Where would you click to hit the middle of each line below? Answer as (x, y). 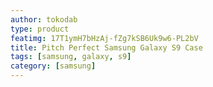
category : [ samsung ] (53, 66)
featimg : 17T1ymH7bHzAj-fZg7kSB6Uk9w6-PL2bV (104, 38)
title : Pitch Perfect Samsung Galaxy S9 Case (106, 47)
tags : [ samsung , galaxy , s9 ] (71, 57)
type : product (40, 29)
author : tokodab (44, 19)
